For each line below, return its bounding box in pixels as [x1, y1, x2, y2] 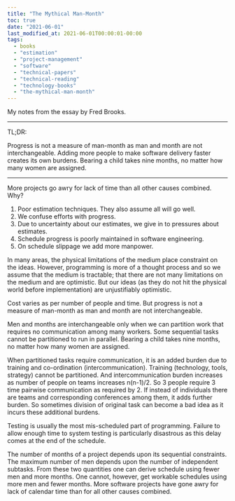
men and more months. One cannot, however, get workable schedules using [7, 472, 227, 481]
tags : [7, 36, 23, 43]
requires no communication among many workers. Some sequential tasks [7, 327, 219, 336]
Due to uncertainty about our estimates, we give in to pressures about [17, 220, 219, 228]
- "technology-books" [13, 82, 77, 89]
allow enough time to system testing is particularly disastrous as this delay [7, 429, 222, 438]
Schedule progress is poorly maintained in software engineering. [17, 235, 204, 243]
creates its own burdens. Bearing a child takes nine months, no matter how [7, 156, 223, 165]
